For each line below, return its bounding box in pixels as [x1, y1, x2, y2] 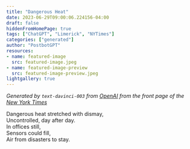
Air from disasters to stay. [6, 136, 71, 143]
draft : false [6, 20, 39, 26]
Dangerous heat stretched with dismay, [6, 111, 104, 118]
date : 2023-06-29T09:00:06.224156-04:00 [6, 14, 110, 20]
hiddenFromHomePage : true [6, 25, 71, 32]
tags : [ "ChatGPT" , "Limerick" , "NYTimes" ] [6, 31, 115, 37]
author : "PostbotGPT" [6, 43, 61, 49]
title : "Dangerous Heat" [6, 8, 69, 15]
